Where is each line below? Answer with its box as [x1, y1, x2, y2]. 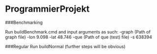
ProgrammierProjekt [5, 3, 90, 15]
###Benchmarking [5, 19, 43, 25]
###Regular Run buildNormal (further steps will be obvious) [5, 43, 126, 49]
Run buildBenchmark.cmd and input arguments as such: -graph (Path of [5, 29, 151, 35]
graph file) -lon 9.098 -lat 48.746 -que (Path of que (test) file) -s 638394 [5, 34, 152, 40]
